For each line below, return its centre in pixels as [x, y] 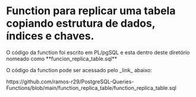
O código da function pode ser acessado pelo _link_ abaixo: [79, 70]
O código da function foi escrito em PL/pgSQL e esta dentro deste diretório [98, 52]
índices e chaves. [50, 36]
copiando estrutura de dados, [81, 23]
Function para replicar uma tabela [91, 11]
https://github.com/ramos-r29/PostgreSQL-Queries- [70, 82]
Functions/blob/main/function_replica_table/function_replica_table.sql [91, 88]
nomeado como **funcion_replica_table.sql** [62, 59]
